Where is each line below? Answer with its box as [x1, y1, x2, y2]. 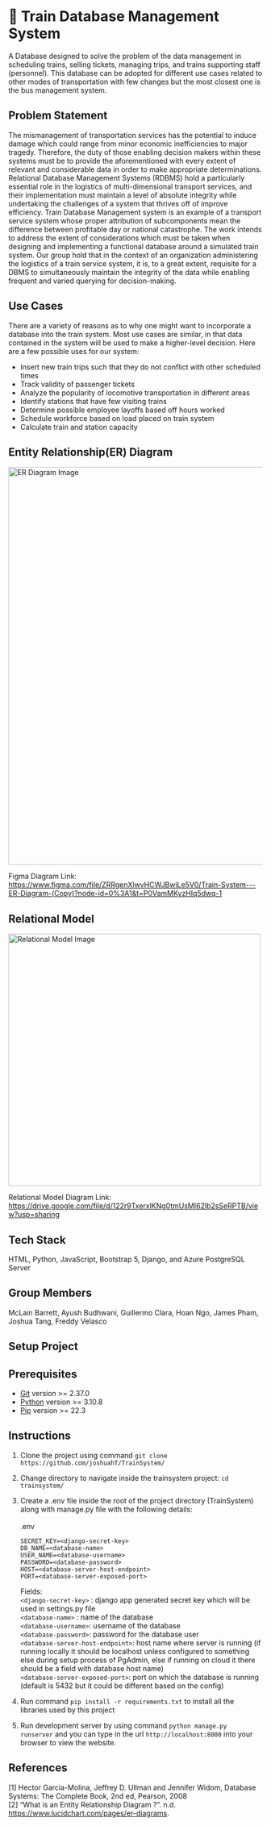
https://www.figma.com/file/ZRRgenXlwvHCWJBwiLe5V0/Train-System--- [8, 880, 256, 890]
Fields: [19, 1586, 43, 1596]
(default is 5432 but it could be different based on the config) [19, 1681, 224, 1691]
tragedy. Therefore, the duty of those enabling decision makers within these [8, 147, 261, 156]
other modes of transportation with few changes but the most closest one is [8, 77, 261, 86]
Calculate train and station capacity [19, 422, 139, 431]
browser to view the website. [19, 1737, 117, 1747]
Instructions [8, 1429, 71, 1443]
